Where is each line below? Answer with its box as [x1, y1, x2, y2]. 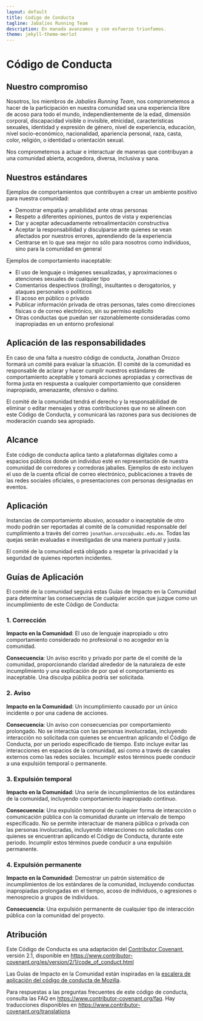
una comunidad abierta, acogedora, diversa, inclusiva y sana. [6, 155, 160, 162]
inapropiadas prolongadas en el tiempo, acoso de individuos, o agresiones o [6, 887, 197, 895]
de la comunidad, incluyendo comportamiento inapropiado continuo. [6, 795, 178, 803]
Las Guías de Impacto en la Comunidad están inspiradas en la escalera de [6, 970, 191, 977]
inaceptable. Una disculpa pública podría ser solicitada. [6, 674, 145, 681]
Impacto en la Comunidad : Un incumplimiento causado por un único [6, 703, 178, 710]
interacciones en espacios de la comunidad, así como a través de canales [6, 747, 191, 754]
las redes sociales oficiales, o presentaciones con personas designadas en [6, 477, 194, 484]
